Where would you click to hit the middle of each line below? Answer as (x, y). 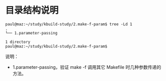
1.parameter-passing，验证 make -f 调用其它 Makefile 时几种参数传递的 (87, 67)
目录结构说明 (32, 10)
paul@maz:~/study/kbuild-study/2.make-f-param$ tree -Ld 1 (69, 24)
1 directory (18, 42)
